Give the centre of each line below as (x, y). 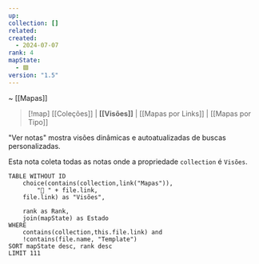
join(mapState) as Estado (66, 218)
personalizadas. (35, 146)
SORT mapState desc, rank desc (60, 246)
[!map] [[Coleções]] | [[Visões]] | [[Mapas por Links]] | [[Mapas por (139, 114)
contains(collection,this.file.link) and (92, 232)
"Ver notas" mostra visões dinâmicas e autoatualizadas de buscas (117, 138)
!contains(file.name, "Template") (80, 239)
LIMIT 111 (25, 253)
